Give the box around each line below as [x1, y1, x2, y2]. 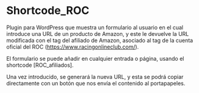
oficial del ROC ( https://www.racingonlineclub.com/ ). [6, 43, 139, 50]
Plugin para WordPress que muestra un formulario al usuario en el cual [6, 24, 184, 31]
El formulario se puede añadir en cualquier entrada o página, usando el [6, 55, 184, 62]
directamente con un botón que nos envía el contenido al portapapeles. [6, 80, 186, 87]
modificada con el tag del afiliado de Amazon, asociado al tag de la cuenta [6, 36, 194, 44]
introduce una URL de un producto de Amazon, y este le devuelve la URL [6, 30, 189, 37]
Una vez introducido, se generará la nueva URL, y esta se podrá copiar [6, 73, 184, 80]
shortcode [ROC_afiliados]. [6, 61, 74, 69]
